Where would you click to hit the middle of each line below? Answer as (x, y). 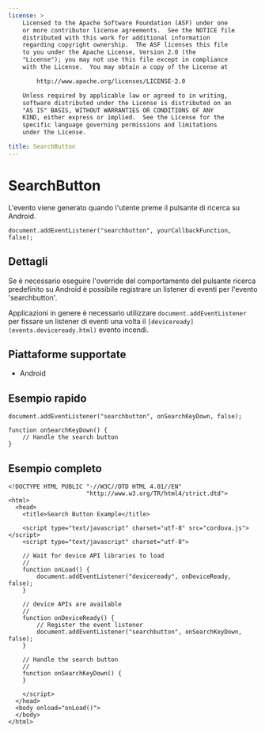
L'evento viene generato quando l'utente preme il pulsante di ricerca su (124, 207)
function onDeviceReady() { (68, 618)
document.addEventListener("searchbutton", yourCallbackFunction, (120, 230)
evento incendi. (123, 330)
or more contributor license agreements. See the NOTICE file (129, 30)
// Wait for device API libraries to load (93, 555)
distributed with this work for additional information (117, 38)
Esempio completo (55, 469)
